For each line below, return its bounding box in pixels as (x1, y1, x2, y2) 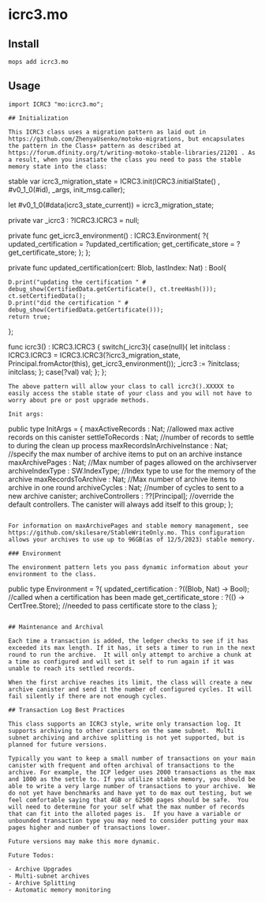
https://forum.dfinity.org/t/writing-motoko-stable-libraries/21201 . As (8, 149, 256, 157)
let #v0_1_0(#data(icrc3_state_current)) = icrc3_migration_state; (8, 200, 215, 209)
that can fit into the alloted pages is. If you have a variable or (8, 810, 242, 817)
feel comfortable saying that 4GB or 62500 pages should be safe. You (8, 796, 248, 804)
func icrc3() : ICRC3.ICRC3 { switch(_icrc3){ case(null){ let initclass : (8, 342, 230, 351)
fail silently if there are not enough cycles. (8, 692, 168, 700)
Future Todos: (8, 851, 55, 859)
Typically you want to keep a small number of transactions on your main (8, 754, 256, 762)
